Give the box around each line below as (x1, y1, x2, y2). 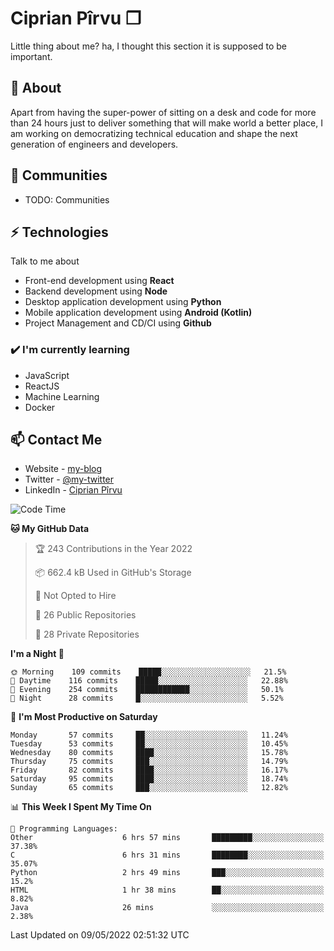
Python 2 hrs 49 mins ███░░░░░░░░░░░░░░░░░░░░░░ (10, 868, 325, 878)
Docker (24, 401, 56, 413)
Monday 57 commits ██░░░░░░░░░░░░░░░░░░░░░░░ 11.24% (10, 730, 288, 741)
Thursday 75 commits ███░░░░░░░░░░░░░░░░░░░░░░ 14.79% (10, 757, 288, 767)
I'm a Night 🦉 (10, 648, 65, 660)
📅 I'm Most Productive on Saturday (10, 711, 158, 723)
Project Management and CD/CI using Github (24, 317, 212, 329)
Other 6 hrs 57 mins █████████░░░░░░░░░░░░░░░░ (10, 833, 325, 843)
